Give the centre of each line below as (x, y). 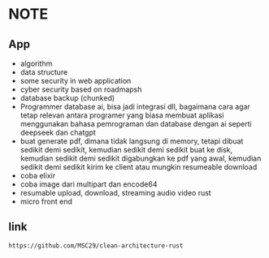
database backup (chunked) (67, 98)
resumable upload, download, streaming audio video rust (115, 193)
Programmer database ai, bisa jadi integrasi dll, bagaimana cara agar (135, 107)
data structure (44, 72)
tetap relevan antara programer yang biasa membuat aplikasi (122, 115)
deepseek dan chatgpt (58, 132)
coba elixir (37, 176)
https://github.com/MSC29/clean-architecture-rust (96, 245)
